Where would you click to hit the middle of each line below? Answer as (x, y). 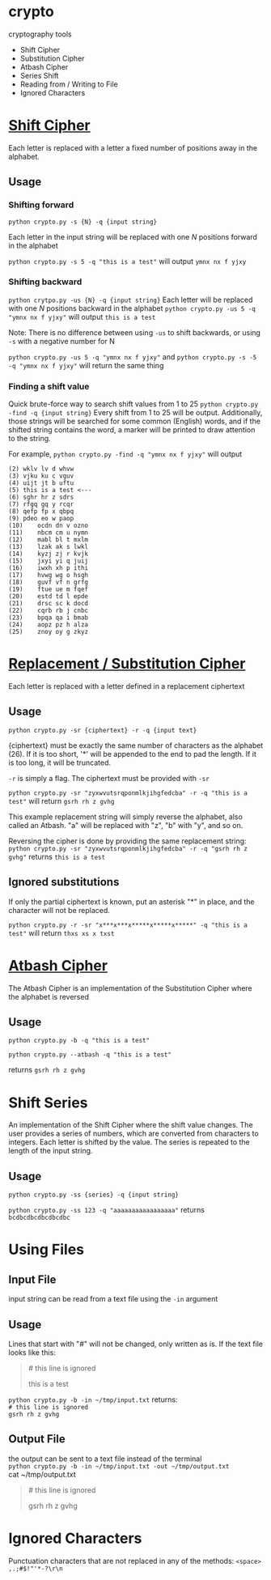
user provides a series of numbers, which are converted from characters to (133, 1134)
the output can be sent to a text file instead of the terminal (105, 1459)
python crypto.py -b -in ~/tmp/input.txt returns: (93, 1399)
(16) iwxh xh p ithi (49, 568)
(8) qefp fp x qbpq (41, 512)
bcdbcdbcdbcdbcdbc (39, 1218)
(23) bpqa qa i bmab (49, 618)
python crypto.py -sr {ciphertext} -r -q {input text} (103, 730)
